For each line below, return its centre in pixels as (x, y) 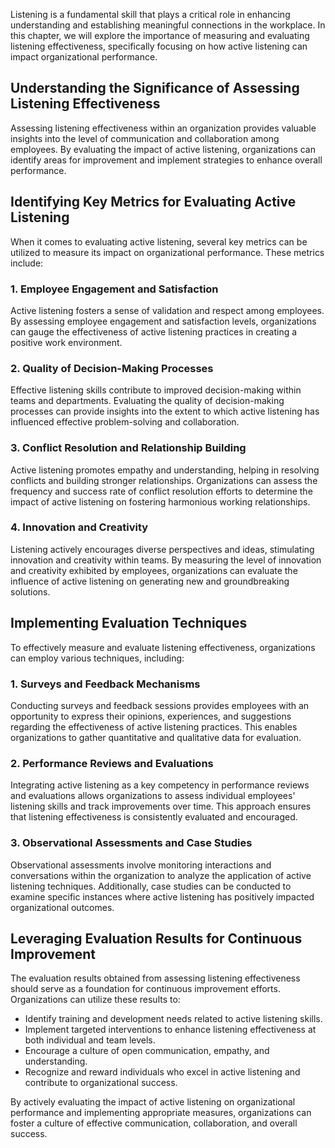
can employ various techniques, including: (97, 658)
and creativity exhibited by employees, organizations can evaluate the (154, 570)
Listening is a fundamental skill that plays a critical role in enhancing (150, 14)
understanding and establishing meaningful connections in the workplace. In (168, 25)
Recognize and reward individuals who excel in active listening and (162, 1072)
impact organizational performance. (84, 57)
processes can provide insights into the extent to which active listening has (165, 411)
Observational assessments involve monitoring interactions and (141, 865)
